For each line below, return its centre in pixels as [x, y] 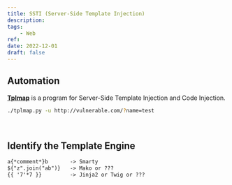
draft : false [26, 53]
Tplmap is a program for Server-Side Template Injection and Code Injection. [116, 98]
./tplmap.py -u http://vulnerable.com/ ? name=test [81, 110]
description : [26, 20]
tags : [15, 27]
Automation [34, 81]
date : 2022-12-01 [32, 46]
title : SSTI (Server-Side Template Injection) [76, 14]
